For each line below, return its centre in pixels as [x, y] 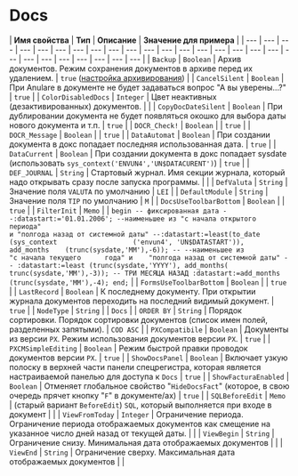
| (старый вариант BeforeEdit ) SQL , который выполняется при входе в [141, 405]
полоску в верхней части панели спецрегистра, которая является [135, 367]
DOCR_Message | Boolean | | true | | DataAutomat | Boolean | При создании [140, 134]
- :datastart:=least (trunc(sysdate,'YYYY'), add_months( [119, 265]
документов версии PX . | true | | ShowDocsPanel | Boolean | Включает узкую [149, 358]
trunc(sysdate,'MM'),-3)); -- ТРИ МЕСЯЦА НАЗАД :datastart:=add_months [145, 273]
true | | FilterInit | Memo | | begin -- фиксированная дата [114, 210]
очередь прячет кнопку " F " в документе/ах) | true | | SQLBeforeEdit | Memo [148, 395]
